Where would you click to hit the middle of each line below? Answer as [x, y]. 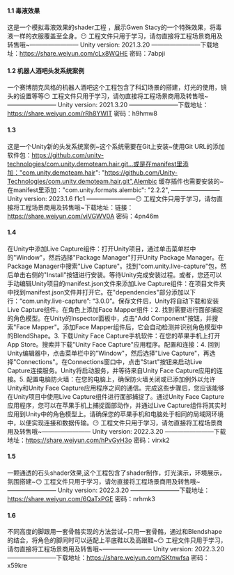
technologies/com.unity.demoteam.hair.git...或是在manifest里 [95, 164]
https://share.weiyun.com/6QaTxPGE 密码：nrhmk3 [81, 499]
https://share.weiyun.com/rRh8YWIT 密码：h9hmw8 [83, 113]
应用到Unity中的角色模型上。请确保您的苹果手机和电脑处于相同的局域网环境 [116, 413]
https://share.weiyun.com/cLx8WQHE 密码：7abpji [93, 54]
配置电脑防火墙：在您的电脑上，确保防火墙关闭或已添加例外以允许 [121, 379]
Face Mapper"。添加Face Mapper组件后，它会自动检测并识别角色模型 [117, 326]
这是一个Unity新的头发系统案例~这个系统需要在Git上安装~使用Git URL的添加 [116, 146]
